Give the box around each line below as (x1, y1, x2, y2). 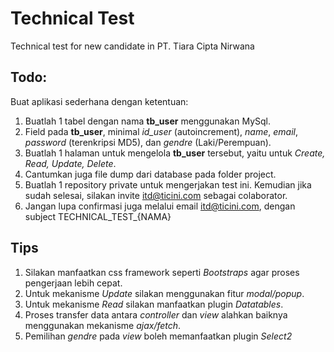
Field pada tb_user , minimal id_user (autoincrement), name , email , (24, 125, 299, 137)
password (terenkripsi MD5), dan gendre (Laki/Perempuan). (24, 136, 272, 148)
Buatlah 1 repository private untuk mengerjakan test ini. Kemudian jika (24, 178, 312, 191)
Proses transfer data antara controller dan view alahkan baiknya (24, 308, 288, 321)
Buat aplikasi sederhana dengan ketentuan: (10, 95, 189, 107)
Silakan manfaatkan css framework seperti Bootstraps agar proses (24, 266, 300, 278)
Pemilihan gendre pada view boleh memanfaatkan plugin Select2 (24, 330, 293, 342)
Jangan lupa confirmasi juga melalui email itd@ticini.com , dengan (24, 200, 296, 212)
